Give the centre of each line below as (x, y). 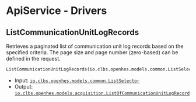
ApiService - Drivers (57, 11)
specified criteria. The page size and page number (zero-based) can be (92, 52)
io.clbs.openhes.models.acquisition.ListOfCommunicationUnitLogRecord (102, 93)
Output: (24, 86)
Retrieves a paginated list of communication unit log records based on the (95, 46)
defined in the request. (34, 59)
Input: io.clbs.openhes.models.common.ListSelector (77, 80)
